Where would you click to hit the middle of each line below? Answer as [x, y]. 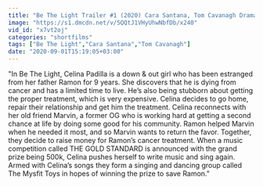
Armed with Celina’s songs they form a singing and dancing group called [125, 165]
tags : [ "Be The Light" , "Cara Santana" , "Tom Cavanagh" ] [99, 45]
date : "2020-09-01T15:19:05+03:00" [66, 52]
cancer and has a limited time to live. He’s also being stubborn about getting [131, 90]
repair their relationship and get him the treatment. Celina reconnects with [127, 107]
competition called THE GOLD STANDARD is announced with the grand [122, 148]
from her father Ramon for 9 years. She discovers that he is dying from [122, 82]
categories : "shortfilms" [50, 37]
